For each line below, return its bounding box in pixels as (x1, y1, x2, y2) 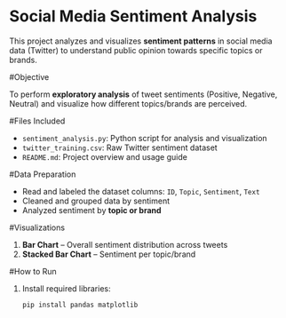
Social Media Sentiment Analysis (9, 6, 258, 27)
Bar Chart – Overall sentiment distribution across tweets (21, 239, 228, 250)
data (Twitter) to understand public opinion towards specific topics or (9, 44, 263, 55)
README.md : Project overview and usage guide (21, 151, 188, 162)
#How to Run (9, 266, 58, 276)
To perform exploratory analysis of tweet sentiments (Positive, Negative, (9, 89, 278, 99)
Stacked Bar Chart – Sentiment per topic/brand (21, 249, 196, 259)
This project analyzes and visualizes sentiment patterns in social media (9, 36, 273, 46)
